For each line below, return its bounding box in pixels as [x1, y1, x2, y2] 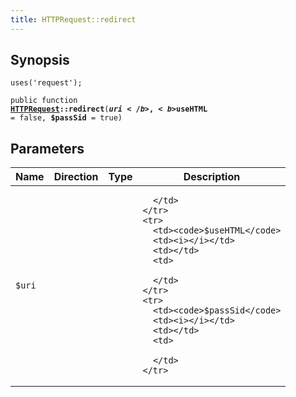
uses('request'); [10, 78, 83, 88]
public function [10, 96, 78, 106]
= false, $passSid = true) [10, 113, 123, 123]
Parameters [10, 140, 85, 157]
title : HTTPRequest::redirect [10, 14, 137, 25]
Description [183, 170, 241, 184]
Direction [53, 170, 99, 184]
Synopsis [10, 52, 70, 69]
